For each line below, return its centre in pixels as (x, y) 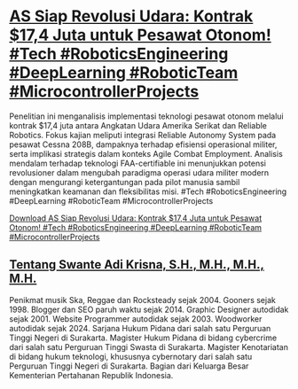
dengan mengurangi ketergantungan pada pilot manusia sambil (125, 182)
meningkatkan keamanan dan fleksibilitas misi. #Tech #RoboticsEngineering (148, 191)
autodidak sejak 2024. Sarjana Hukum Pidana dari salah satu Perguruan (140, 328)
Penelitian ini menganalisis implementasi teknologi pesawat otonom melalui (146, 116)
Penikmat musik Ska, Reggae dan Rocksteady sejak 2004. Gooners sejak (143, 300)
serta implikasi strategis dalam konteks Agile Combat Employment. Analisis (146, 153)
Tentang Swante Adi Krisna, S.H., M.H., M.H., (137, 265)
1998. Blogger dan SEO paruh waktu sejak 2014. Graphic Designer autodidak (149, 309)
